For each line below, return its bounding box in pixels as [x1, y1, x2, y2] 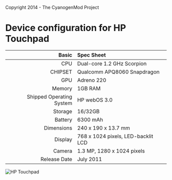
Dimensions [44, 124, 73, 132]
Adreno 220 [77, 76, 106, 84]
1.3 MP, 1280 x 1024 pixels [77, 147, 145, 155]
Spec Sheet [77, 51, 106, 58]
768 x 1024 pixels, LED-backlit [77, 133, 154, 140]
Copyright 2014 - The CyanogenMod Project [5, 5, 99, 10]
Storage [53, 108, 73, 115]
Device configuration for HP [5, 22, 126, 34]
